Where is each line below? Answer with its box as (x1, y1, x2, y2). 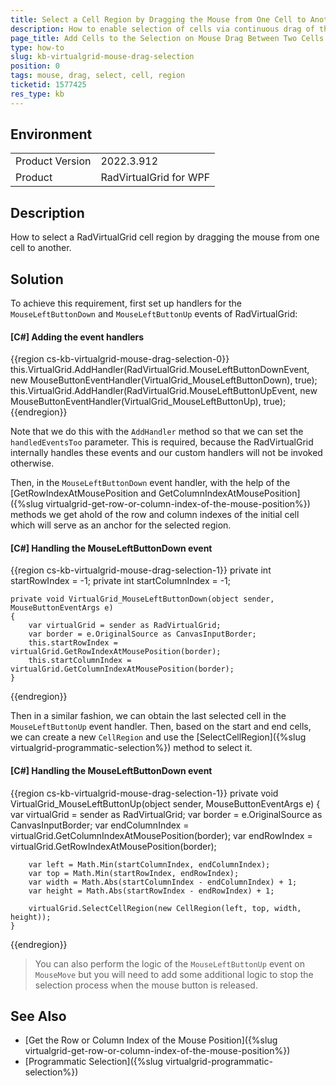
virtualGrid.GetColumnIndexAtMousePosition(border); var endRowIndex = (10, 829, 313, 841)
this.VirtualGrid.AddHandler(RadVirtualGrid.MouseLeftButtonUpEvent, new (10, 385, 318, 397)
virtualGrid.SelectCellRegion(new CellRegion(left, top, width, (28, 903, 302, 913)
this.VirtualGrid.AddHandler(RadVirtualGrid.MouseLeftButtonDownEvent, (10, 364, 310, 376)
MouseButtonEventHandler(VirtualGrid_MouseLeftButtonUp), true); (10, 396, 287, 408)
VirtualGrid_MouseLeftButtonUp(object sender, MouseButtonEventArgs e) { (10, 797, 321, 810)
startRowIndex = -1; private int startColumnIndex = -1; (10, 575, 232, 587)
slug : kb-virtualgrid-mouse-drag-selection (10, 52, 195, 62)
